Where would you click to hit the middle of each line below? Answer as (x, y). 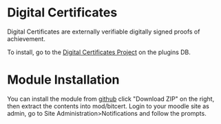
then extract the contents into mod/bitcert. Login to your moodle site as (108, 106)
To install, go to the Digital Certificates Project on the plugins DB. (99, 52)
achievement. (27, 38)
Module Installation (63, 80)
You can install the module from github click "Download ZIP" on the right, (111, 99)
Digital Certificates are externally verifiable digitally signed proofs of (104, 32)
